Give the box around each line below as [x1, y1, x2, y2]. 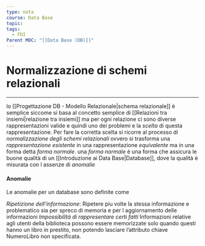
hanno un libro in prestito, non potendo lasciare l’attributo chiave [6, 226, 168, 234]
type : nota [6, 9, 34, 15]
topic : [6, 20, 23, 26]
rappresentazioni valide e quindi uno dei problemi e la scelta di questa [6, 121, 183, 129]
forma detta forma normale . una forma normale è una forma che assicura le [6, 148, 197, 155]
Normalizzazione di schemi [6, 63, 148, 78]
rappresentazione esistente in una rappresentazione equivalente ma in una [6, 141, 195, 148]
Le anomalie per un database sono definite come [6, 189, 129, 196]
